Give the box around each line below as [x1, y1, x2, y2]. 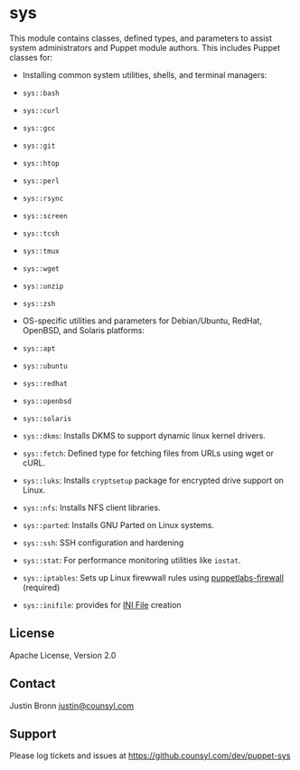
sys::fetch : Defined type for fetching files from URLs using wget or [22, 448, 274, 458]
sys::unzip [22, 282, 64, 291]
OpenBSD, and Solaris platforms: [22, 324, 145, 335]
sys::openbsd [22, 397, 72, 406]
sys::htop [22, 159, 61, 168]
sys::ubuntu [22, 361, 68, 371]
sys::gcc [22, 123, 56, 133]
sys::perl [22, 176, 61, 186]
